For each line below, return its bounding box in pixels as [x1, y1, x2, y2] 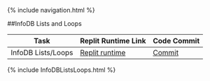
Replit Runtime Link [80, 36, 146, 45]
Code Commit [153, 36, 200, 45]
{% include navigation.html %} [7, 6, 96, 14]
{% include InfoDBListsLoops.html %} [7, 66, 116, 74]
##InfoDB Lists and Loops [7, 20, 82, 27]
